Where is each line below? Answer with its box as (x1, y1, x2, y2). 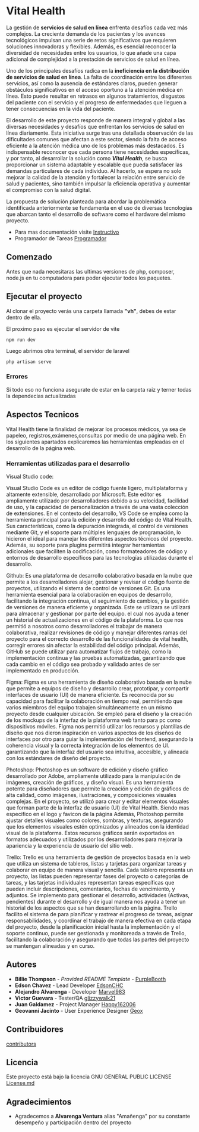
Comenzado (6, 252, 52, 262)
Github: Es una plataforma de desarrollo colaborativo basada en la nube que (6, 572, 192, 579)
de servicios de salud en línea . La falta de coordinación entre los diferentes (6, 73, 192, 80)
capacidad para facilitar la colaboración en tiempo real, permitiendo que (6, 697, 183, 705)
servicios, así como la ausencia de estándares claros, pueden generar (6, 79, 178, 87)
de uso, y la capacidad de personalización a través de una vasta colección (6, 503, 189, 510)
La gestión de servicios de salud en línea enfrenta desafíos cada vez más (6, 24, 188, 31)
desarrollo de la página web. (6, 444, 76, 451)
